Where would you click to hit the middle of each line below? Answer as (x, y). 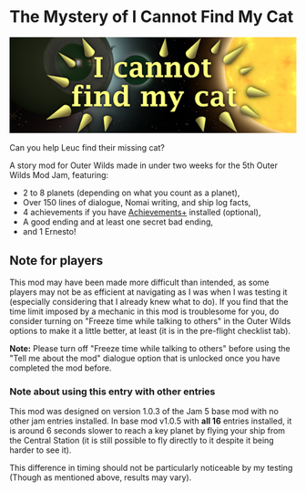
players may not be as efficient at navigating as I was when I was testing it (148, 292)
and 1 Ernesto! (49, 232)
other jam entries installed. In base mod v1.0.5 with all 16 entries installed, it (151, 421)
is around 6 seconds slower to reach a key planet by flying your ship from (147, 431)
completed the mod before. (61, 368)
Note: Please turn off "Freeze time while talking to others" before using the (150, 349)
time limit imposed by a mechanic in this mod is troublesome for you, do (144, 311)
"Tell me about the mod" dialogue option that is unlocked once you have (145, 359)
